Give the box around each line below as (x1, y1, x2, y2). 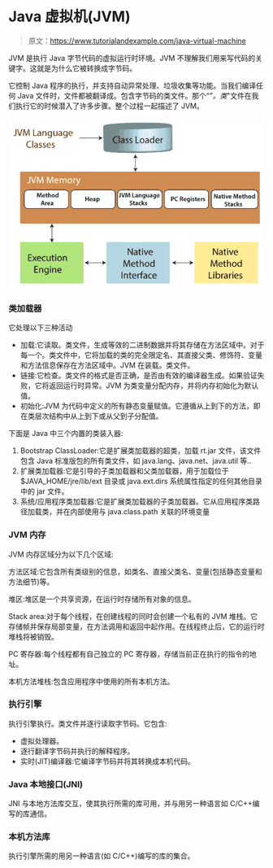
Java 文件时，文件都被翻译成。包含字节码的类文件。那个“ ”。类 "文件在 (17, 90, 252, 100)
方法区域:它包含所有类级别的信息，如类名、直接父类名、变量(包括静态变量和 (8, 566, 262, 576)
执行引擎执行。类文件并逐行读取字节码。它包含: (8, 718, 168, 728)
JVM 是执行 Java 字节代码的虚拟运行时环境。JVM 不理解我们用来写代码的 (8, 53, 256, 63)
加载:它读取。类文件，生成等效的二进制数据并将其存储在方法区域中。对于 (19, 340, 265, 350)
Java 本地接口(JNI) (8, 779, 84, 790)
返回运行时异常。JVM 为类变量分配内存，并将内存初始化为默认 (48, 381, 259, 390)
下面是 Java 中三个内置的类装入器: (8, 429, 123, 438)
